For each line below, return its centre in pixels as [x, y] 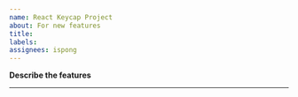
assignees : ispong [43, 50]
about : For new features [55, 26]
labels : [24, 42]
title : [21, 34]
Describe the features [50, 75]
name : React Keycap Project [61, 17]
